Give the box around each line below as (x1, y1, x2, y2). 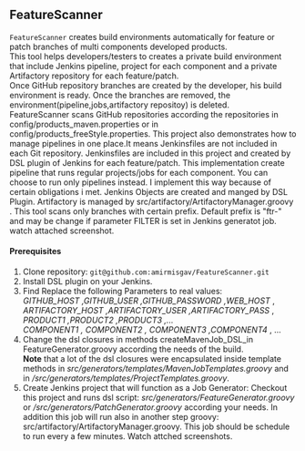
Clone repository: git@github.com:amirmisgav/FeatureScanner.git (22, 266, 270, 277)
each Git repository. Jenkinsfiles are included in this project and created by (9, 148, 291, 159)
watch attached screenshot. (9, 225, 115, 236)
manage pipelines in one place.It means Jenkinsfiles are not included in (9, 138, 278, 149)
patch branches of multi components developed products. (9, 41, 228, 52)
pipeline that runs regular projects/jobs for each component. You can (9, 167, 269, 178)
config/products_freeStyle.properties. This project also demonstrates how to (9, 128, 297, 139)
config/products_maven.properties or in (9, 118, 159, 129)
